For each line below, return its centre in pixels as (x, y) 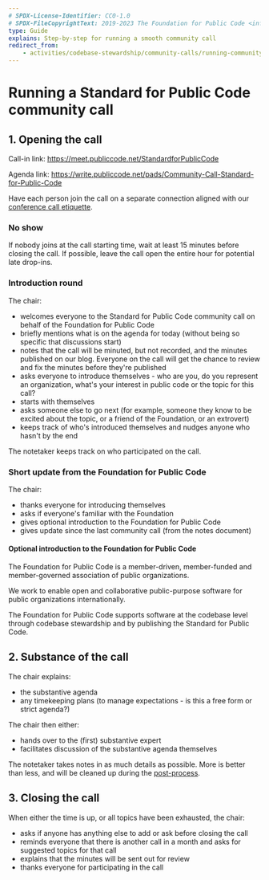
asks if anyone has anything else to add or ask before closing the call (134, 833)
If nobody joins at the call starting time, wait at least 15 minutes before (124, 245)
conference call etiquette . (51, 207)
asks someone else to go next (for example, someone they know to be (136, 409)
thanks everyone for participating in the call (92, 867)
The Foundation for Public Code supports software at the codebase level (128, 615)
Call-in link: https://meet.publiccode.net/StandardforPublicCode (114, 159)
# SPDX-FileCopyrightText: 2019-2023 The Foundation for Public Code (127, 23)
